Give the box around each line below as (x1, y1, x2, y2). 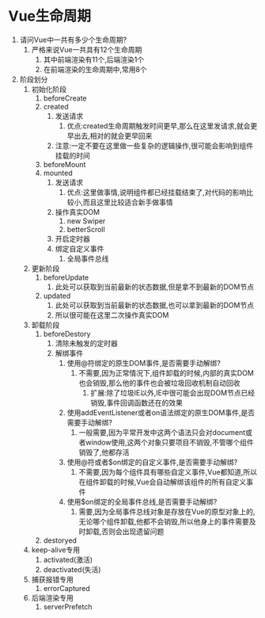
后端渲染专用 (31, 593, 74, 602)
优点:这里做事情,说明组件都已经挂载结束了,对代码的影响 (66, 187, 247, 196)
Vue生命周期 (8, 7, 92, 25)
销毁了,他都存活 (78, 447, 130, 456)
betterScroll (66, 224, 105, 234)
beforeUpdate (43, 273, 89, 282)
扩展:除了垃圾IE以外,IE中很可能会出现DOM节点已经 (90, 387, 256, 397)
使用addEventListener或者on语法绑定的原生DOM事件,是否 (66, 407, 256, 417)
